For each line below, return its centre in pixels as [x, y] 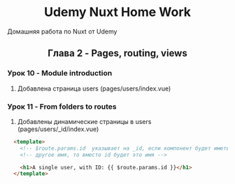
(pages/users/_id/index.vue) [58, 129]
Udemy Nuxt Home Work [117, 12]
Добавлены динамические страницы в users [84, 121]
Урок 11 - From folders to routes [62, 107]
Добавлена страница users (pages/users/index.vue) [94, 89]
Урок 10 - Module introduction [60, 73]
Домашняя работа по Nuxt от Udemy [62, 31]
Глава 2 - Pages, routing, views [117, 53]
